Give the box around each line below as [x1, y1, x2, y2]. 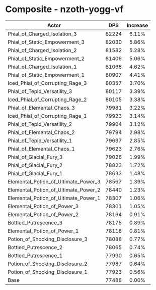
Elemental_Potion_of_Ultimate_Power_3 [8, 178, 101, 185]
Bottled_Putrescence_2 [8, 244, 63, 251]
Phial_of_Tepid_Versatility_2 [8, 120, 72, 127]
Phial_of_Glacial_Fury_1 [8, 170, 63, 177]
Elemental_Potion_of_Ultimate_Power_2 [8, 186, 101, 193]
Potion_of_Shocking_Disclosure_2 [8, 260, 88, 267]
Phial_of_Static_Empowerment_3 [8, 38, 85, 45]
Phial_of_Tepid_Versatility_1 [8, 137, 72, 144]
